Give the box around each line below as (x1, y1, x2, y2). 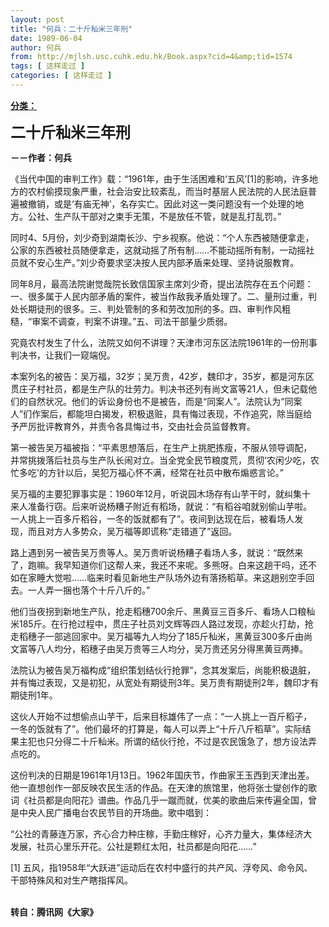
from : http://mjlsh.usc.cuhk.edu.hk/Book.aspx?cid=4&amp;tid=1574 (10, 52, 293, 62)
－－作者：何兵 (10, 151, 72, 163)
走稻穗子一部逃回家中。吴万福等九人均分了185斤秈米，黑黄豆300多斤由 (10, 630, 304, 642)
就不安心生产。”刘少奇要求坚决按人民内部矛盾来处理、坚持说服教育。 (18, 256, 300, 268)
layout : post (10, 14, 65, 25)
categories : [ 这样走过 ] (10, 71, 113, 81)
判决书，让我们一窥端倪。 (10, 349, 116, 361)
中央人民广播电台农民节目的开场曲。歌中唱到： (18, 806, 212, 818)
